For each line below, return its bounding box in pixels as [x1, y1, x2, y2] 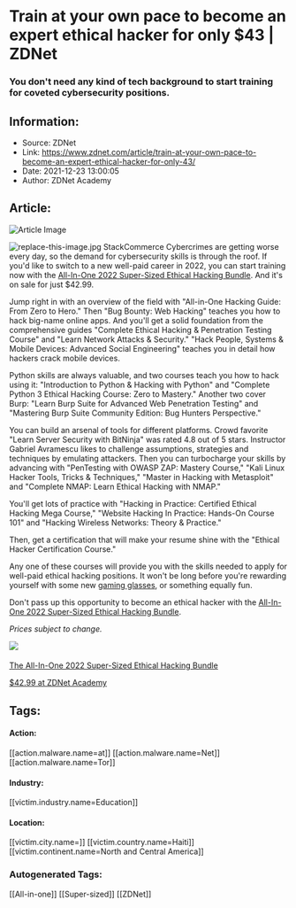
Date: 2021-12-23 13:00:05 [21, 166, 119, 176]
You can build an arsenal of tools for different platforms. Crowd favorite [9, 424, 269, 435]
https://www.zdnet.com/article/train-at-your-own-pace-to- [42, 146, 257, 157]
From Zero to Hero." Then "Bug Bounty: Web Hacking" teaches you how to [9, 306, 281, 316]
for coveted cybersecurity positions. [9, 87, 171, 99]
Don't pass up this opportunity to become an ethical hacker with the [9, 596, 257, 608]
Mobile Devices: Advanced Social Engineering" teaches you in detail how [9, 343, 276, 353]
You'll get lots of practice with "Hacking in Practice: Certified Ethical [9, 498, 257, 508]
